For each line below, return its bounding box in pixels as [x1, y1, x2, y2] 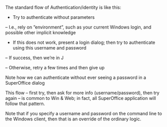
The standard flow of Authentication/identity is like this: [5, 5, 121, 10]
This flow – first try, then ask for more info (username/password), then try [5, 90, 159, 96]
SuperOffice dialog [5, 80, 45, 86]
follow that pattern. [5, 100, 45, 107]
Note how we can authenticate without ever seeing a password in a [5, 74, 147, 81]
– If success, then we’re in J [5, 55, 64, 61]
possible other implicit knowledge [5, 30, 76, 35]
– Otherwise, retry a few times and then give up [5, 65, 105, 70]
